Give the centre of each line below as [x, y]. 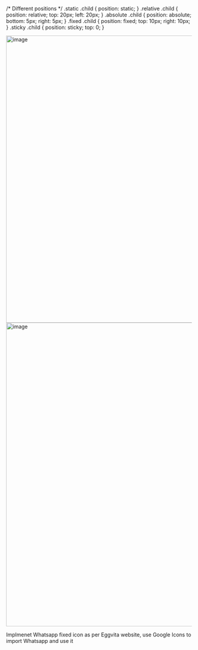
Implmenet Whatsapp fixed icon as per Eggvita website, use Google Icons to [99, 635]
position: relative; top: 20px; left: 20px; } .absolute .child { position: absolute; [99, 15]
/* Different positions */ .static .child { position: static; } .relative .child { [92, 9]
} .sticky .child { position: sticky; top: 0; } [55, 27]
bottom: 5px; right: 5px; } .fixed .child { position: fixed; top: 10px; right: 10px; [98, 21]
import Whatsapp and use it [40, 641]
